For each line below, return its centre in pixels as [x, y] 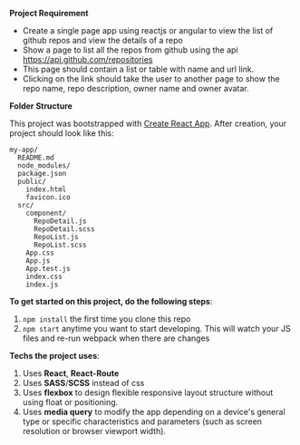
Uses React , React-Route [71, 373]
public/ [32, 181]
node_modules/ [44, 166]
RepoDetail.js [60, 221]
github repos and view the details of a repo [102, 40]
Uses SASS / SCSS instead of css [83, 383]
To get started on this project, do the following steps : [111, 301]
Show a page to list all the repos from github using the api [130, 50]
